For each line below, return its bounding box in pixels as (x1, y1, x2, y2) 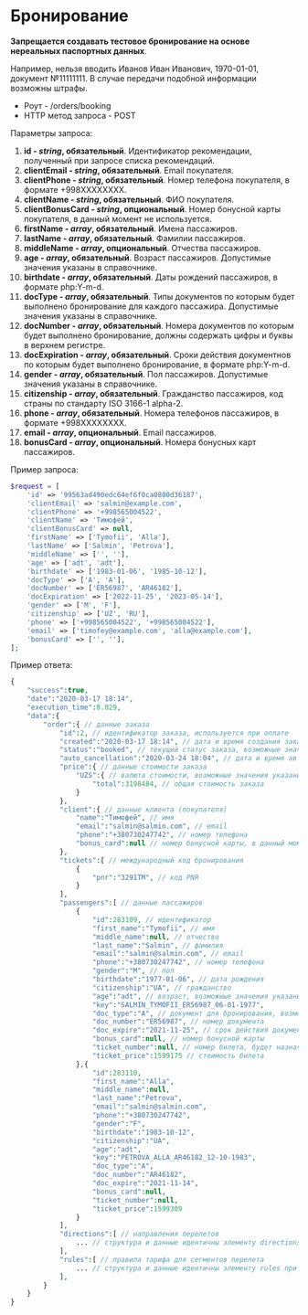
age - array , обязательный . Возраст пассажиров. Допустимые (23, 252, 271, 263)
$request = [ (10, 482, 60, 491)
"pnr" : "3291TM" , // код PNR (91, 873, 199, 882)
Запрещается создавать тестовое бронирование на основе (10, 36, 250, 47)
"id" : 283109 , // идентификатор (91, 915, 211, 924)
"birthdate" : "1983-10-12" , (91, 1128, 196, 1137)
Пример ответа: (10, 660, 73, 671)
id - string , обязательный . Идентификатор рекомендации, (23, 145, 252, 156)
